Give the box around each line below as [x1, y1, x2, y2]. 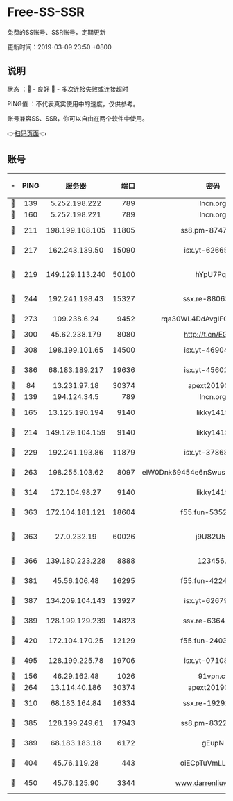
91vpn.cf [198, 671, 228, 681]
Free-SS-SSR [7, 4, 85, 20]
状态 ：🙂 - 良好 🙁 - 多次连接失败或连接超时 [7, 85, 128, 93]
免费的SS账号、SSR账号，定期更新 [7, 28, 106, 36]
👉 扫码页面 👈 [7, 129, 47, 137]
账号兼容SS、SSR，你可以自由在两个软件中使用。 [7, 114, 148, 122]
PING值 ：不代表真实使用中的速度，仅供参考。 [7, 99, 139, 108]
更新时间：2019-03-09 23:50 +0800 [7, 42, 112, 51]
